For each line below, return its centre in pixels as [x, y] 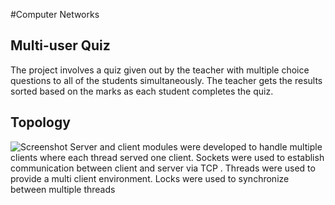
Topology [40, 122]
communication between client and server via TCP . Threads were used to [163, 168]
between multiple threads [63, 189]
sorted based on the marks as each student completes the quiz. [142, 91]
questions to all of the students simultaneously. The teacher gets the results [166, 80]
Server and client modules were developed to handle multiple [196, 146]
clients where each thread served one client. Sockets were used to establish [167, 157]
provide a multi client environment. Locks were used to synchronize [150, 178]
